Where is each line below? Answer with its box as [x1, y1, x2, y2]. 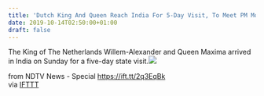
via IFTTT [8, 80, 39, 90]
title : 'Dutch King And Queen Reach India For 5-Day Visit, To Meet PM [8, 11, 247, 20]
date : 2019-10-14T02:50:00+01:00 [8, 19, 118, 27]
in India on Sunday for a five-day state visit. [8, 56, 149, 66]
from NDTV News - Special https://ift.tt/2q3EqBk [8, 72, 166, 81]
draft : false [8, 26, 51, 34]
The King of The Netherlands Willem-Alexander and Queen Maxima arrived [8, 48, 251, 57]
